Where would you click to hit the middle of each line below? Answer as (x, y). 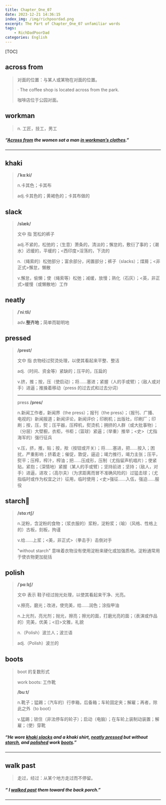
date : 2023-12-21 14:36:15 (33, 14)
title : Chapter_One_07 (28, 10)
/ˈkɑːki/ (24, 175)
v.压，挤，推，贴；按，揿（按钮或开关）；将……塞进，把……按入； (84, 448)
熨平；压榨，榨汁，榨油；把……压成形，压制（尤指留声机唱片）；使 (85, 460)
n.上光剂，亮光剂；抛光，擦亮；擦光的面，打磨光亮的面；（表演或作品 (87, 616)
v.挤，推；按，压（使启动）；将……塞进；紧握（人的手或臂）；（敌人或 (87, 381)
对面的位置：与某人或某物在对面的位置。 (58, 79)
